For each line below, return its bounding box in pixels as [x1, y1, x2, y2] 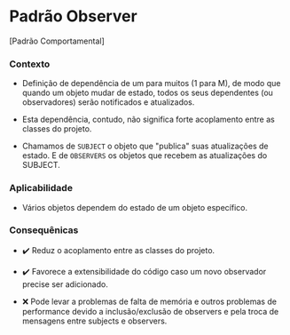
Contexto [9, 58, 51, 70]
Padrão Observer [9, 6, 137, 27]
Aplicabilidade [9, 182, 74, 195]
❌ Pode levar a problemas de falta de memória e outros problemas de [21, 296, 278, 307]
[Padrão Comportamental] [9, 36, 105, 46]
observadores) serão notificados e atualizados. [21, 97, 195, 108]
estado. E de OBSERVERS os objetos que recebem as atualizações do [21, 150, 268, 161]
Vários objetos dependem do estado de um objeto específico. [21, 202, 248, 212]
